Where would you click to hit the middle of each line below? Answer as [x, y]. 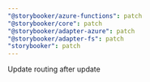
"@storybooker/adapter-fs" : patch [66, 39]
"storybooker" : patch [44, 46]
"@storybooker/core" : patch [55, 24]
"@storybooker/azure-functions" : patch [75, 16]
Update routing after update [54, 69]
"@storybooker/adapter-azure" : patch [71, 31]
